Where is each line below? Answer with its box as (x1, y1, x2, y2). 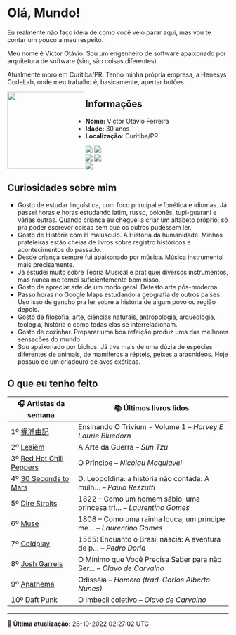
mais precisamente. (17, 260, 75, 268)
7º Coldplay (11, 539, 51, 549)
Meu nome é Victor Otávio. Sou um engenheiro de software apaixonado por (7, 49, 226, 58)
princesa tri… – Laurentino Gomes (78, 503, 190, 513)
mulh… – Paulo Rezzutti (78, 483, 156, 492)
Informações (85, 98, 143, 110)
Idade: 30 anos (85, 124, 130, 133)
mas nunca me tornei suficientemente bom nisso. (17, 275, 161, 284)
